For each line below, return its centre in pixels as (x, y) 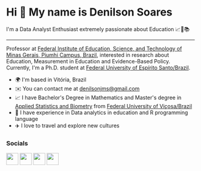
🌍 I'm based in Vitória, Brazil (51, 80)
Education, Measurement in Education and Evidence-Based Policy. (88, 61)
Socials (17, 143)
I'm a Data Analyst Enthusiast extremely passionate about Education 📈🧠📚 (98, 29)
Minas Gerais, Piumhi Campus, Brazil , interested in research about (88, 55)
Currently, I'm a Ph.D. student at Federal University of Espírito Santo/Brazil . (98, 68)
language (26, 118)
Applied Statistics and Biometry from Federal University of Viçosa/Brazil (103, 106)
